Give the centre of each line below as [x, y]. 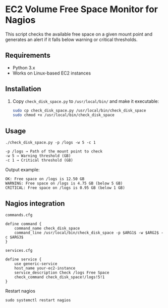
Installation [23, 89]
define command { [23, 224]
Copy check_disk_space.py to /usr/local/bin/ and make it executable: [86, 101]
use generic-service [36, 264]
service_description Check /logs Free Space [62, 273]
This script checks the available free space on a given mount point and [79, 34]
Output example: [22, 170]
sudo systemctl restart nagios [38, 300]
